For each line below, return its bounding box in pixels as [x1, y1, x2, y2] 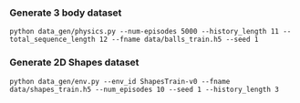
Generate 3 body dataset [9, 6, 122, 19]
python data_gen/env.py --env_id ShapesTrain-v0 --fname [9, 77, 231, 86]
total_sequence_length [9, 35, 96, 45]
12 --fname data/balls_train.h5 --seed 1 [98, 35, 259, 45]
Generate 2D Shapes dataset [9, 57, 140, 69]
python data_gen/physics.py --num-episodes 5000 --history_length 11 [9, 27, 280, 36]
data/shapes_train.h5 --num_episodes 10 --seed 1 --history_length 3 [9, 85, 280, 94]
